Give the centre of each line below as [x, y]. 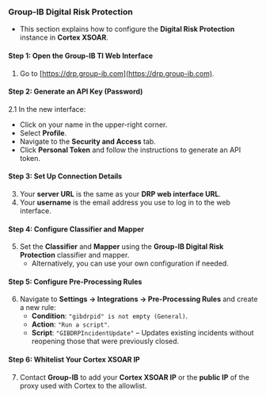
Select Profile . [43, 132]
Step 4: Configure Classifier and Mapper [76, 229]
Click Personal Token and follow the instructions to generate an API [130, 150]
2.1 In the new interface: [47, 109]
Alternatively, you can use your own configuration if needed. [130, 263]
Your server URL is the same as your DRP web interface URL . [120, 193]
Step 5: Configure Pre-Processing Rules [75, 281]
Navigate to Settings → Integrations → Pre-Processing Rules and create [139, 299]
